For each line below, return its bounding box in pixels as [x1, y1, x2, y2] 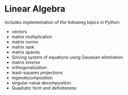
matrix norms [11, 39, 38, 44]
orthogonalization [11, 64, 47, 70]
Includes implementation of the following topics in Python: [4, 19, 121, 25]
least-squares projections [11, 69, 63, 75]
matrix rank [11, 44, 34, 50]
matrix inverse [11, 59, 40, 65]
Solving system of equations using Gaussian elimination [11, 54, 123, 60]
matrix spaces [11, 49, 40, 55]
